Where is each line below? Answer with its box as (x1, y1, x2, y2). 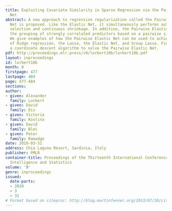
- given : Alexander (5, 93, 47, 98)
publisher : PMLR (5, 151, 40, 156)
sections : (5, 83, 27, 89)
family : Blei (10, 126, 38, 132)
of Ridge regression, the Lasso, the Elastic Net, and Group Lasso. (10, 41, 159, 46)
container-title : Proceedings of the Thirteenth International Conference (5, 155, 168, 160)
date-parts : (10, 179, 36, 184)
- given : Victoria (5, 112, 45, 118)
